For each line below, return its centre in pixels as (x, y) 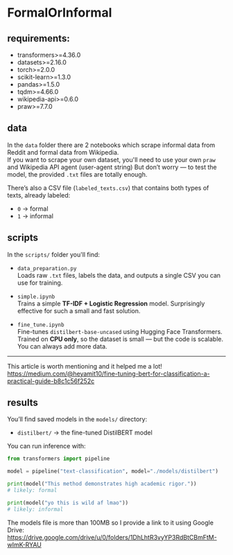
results (23, 403)
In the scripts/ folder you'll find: (54, 254)
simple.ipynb (36, 297)
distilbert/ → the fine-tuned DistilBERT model (85, 433)
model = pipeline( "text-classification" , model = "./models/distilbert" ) (113, 472)
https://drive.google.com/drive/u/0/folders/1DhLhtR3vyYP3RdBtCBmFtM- (112, 537)
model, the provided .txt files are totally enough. (77, 174)
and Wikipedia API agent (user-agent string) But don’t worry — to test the (112, 167)
